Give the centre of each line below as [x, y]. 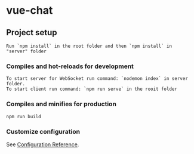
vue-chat [30, 10]
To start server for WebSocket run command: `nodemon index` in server [97, 79]
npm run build [24, 116]
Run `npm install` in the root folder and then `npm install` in [89, 46]
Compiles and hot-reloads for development [70, 66]
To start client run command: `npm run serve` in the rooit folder [92, 89]
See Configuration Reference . [43, 144]
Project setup [32, 33]
